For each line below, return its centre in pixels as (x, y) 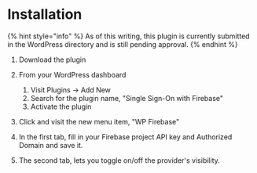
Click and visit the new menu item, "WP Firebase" (99, 121)
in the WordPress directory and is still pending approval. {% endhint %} (123, 44)
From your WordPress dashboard (72, 74)
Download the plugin (52, 59)
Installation (45, 14)
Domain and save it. (51, 145)
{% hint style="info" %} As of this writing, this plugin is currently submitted (128, 36)
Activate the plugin (61, 106)
